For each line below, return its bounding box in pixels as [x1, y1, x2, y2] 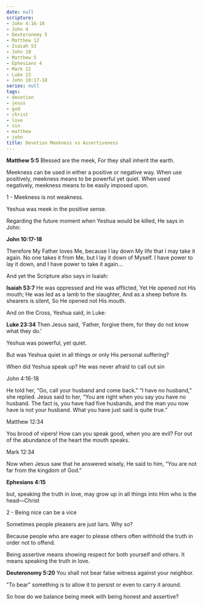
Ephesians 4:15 [6, 478, 46, 485]
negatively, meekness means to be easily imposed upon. [6, 181, 149, 189]
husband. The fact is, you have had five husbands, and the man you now [6, 399, 189, 407]
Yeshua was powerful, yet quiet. [6, 339, 87, 346]
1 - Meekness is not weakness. [6, 193, 84, 201]
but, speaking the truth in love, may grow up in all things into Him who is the [6, 490, 197, 498]
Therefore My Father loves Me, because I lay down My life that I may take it [6, 247, 196, 255]
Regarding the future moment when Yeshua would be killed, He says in [6, 217, 184, 224]
